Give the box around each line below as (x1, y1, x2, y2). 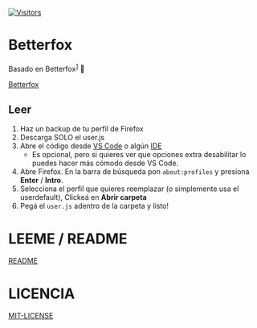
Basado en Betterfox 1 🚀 (8, 62, 85, 73)
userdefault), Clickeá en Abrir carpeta (19, 193, 147, 202)
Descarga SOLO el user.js (19, 133, 105, 143)
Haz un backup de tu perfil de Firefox (19, 124, 144, 134)
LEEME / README (8, 230, 128, 247)
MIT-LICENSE (8, 311, 54, 321)
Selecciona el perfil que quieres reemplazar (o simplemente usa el (19, 184, 239, 193)
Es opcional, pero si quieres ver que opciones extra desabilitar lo (31, 150, 247, 160)
